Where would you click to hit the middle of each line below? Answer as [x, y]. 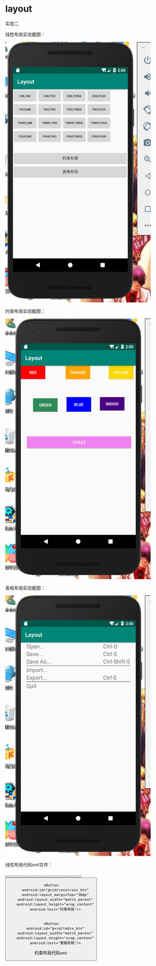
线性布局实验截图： [25, 34]
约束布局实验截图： [25, 311]
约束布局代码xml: [51, 953]
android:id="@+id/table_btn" [55, 928]
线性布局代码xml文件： [29, 864]
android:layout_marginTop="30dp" [55, 895]
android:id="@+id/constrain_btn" [55, 890]
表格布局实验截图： [25, 588]
